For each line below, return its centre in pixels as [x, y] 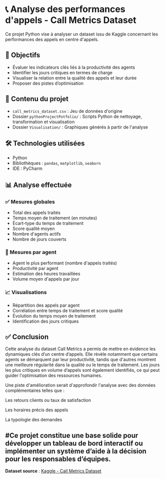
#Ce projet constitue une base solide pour [72, 435]
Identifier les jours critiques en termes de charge [62, 72]
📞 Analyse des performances [65, 9]
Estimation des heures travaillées [46, 274]
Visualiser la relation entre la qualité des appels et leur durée [75, 78]
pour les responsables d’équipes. [58, 459]
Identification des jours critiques [45, 321]
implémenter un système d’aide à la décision [76, 451]
